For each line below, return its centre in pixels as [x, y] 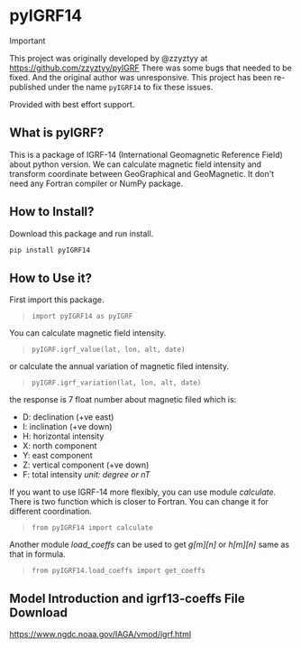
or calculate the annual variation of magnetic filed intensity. [119, 366]
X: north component [59, 446]
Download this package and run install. [82, 233]
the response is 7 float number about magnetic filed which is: [123, 400]
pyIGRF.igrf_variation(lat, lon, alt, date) [116, 383]
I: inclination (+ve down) [67, 427]
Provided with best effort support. [72, 104]
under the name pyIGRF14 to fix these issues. [131, 87]
